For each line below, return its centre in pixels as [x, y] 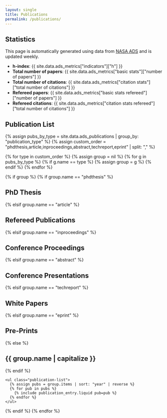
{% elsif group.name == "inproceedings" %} [51, 232]
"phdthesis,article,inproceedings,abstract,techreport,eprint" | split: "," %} [80, 147]
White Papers [27, 303]
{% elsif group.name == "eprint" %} [42, 315]
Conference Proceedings [45, 248]
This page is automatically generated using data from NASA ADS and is [79, 51]
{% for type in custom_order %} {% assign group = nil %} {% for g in [76, 157]
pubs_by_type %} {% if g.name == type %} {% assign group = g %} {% [79, 162]
